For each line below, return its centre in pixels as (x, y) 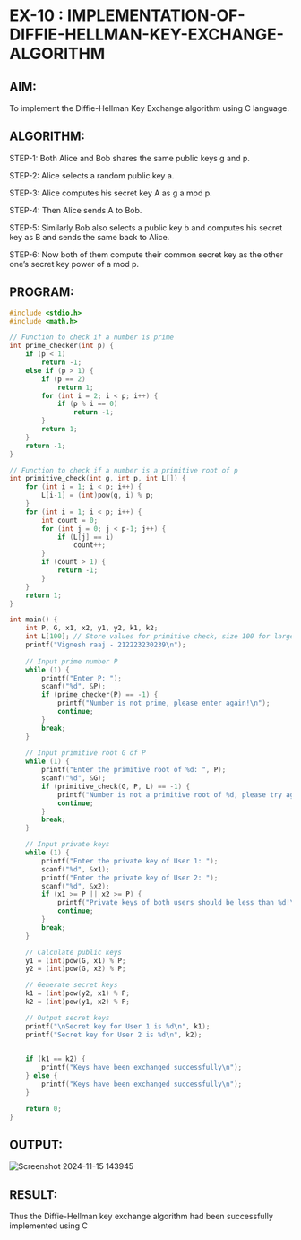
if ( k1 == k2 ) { (56, 1059)
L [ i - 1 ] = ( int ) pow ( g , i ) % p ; (98, 495)
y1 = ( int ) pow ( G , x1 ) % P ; (76, 960)
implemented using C (48, 1226)
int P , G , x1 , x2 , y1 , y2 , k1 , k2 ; (92, 629)
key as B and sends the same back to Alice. (90, 237)
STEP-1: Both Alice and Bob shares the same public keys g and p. (130, 158)
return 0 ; (44, 1108)
